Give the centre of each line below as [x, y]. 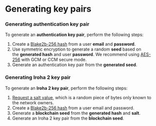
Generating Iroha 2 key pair [38, 77]
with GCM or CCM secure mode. [54, 60]
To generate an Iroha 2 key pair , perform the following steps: [66, 88]
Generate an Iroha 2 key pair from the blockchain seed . [68, 118]
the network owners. [33, 103]
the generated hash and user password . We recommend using [76, 54]
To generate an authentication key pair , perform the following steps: [74, 35]
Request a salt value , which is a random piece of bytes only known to [82, 97]
